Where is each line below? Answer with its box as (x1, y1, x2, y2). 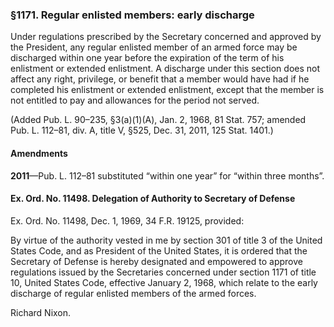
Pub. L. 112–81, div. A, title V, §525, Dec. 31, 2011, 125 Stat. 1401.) (10, 124, 274, 137)
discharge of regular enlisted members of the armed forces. (10, 287, 257, 299)
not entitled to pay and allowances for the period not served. (10, 94, 260, 107)
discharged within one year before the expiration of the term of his (10, 52, 285, 64)
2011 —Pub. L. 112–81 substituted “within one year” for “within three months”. (10, 169, 325, 182)
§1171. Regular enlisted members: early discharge (10, 8, 255, 22)
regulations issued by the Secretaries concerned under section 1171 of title (10, 266, 317, 278)
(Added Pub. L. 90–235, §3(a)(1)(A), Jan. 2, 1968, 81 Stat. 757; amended (10, 114, 307, 126)
